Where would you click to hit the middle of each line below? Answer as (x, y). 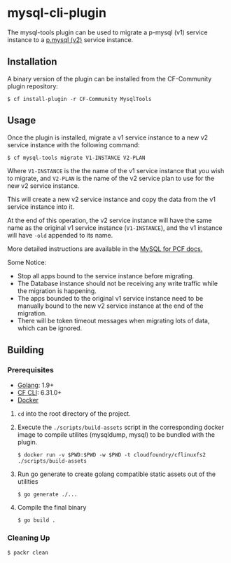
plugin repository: (33, 86)
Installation (32, 62)
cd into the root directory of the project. (74, 414)
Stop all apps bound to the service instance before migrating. (106, 276)
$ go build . (36, 520)
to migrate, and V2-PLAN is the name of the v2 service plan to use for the (111, 178)
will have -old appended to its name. (60, 235)
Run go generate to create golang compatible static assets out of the (116, 474)
